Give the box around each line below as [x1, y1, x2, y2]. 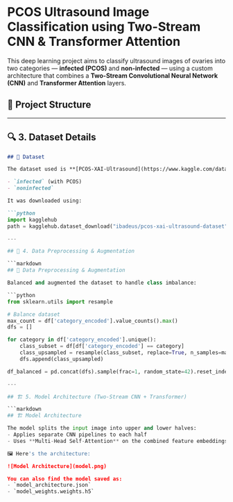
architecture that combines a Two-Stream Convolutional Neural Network [7, 71, 218, 80]
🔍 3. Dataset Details [7, 131, 96, 143]
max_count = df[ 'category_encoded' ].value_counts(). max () [7, 317, 178, 324]
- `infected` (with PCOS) [7, 178, 82, 185]
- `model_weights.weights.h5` [7, 488, 95, 495]
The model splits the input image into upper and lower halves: [7, 425, 197, 432]
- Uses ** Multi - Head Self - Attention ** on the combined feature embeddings [7, 437, 228, 444]
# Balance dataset [7, 310, 60, 318]
